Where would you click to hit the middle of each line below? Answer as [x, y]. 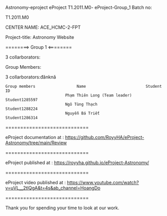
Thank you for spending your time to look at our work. [62, 208]
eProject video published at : [35, 182]
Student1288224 [22, 109]
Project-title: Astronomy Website [40, 37]
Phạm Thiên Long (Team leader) [98, 95]
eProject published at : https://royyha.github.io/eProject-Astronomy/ [77, 163]
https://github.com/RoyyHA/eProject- [105, 137]
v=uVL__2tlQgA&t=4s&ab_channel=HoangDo [53, 188]
